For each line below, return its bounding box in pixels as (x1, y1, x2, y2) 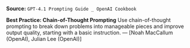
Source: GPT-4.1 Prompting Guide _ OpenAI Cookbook (6, 5, 137, 12)
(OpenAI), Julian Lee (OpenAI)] (6, 36, 82, 42)
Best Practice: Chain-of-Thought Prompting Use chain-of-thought (6, 17, 171, 23)
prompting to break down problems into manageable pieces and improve (6, 23, 184, 30)
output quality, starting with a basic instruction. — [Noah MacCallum (6, 29, 173, 36)
